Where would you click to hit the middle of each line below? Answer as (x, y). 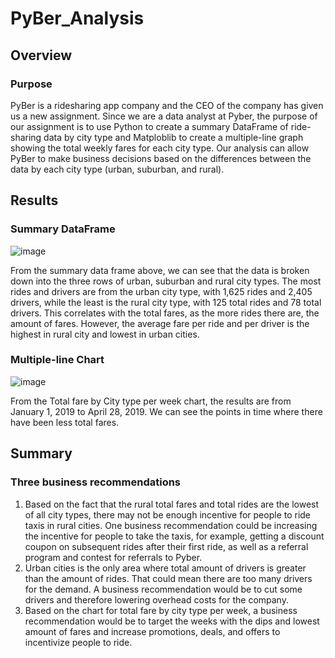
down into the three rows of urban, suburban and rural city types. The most (166, 281)
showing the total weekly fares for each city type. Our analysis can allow (160, 148)
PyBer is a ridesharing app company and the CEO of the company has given (167, 105)
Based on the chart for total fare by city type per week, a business (161, 610)
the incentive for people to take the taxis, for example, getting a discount (174, 536)
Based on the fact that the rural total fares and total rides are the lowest (172, 504)
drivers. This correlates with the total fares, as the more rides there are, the (165, 313)
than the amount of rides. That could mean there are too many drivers (168, 578)
